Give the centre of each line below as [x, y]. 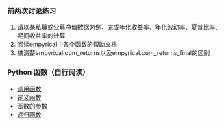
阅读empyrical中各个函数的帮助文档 [67, 44]
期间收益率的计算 [41, 36]
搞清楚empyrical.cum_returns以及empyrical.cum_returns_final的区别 [113, 53]
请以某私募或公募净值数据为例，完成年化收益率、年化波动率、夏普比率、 [119, 27]
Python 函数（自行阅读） [48, 72]
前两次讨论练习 [32, 10]
